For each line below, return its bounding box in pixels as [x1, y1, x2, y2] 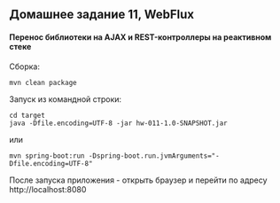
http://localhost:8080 [9, 183, 87, 194]
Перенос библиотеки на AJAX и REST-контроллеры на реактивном [9, 31, 272, 43]
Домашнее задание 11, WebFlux [9, 7, 195, 22]
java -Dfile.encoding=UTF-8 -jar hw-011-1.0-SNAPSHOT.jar [9, 119, 228, 128]
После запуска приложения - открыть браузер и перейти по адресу [9, 175, 268, 185]
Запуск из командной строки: [9, 93, 122, 105]
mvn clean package [9, 78, 77, 87]
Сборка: [9, 61, 40, 72]
